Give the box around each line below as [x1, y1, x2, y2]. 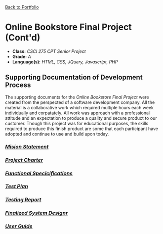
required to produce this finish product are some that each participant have [5, 126, 158, 132]
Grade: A [12, 53, 31, 59]
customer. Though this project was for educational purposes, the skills [5, 120, 149, 126]
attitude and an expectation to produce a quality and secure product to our [5, 115, 157, 121]
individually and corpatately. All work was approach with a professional [5, 110, 150, 116]
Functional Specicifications [5, 170, 73, 177]
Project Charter [5, 156, 43, 163]
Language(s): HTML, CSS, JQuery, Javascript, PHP [12, 59, 118, 65]
